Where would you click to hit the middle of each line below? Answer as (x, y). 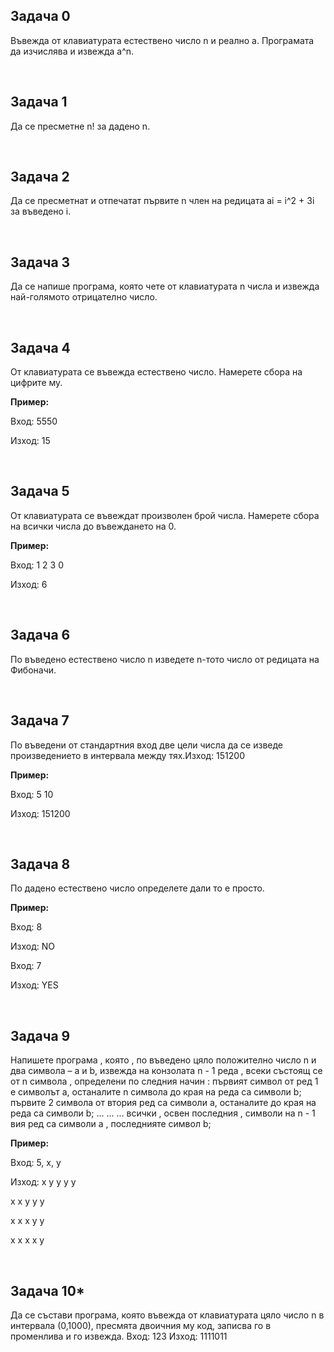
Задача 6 (40, 635)
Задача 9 (40, 1035)
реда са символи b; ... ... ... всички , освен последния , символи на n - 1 (163, 1113)
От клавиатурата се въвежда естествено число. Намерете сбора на (156, 372)
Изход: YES (34, 985)
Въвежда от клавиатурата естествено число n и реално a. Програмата (162, 40)
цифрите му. (36, 383)
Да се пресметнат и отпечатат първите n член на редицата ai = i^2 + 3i (162, 201)
